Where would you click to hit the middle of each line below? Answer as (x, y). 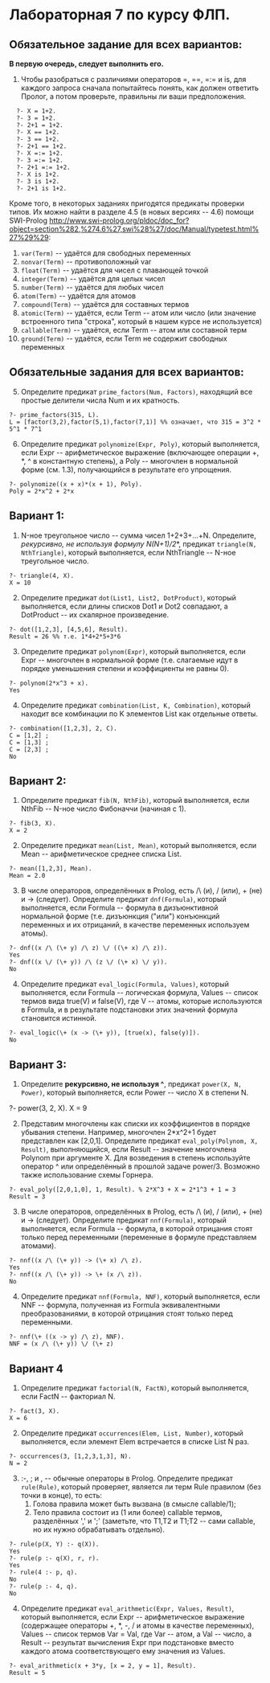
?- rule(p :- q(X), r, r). (54, 1558)
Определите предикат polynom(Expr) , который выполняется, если (133, 651)
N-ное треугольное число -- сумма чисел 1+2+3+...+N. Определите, (138, 535)
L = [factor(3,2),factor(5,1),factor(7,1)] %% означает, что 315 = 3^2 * (135, 422)
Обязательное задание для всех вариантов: (126, 45)
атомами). (39, 1246)
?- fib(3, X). (33, 824)
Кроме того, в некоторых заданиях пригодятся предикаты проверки (127, 203)
